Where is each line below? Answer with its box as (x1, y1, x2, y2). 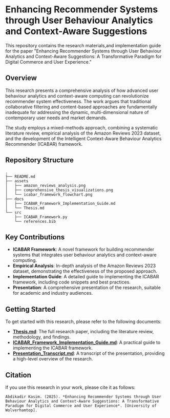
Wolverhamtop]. (5, 408, 38, 413)
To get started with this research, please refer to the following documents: (5, 318, 162, 325)
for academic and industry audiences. (12, 290, 93, 296)
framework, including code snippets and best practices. (12, 279, 131, 286)
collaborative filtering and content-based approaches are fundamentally (5, 104, 158, 110)
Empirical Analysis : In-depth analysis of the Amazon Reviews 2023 (12, 263, 156, 269)
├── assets (5, 178, 29, 183)
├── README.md (5, 174, 36, 179)
